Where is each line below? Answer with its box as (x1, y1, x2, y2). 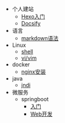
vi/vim (21, 54, 37, 61)
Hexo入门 (21, 13, 46, 20)
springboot (21, 96, 49, 102)
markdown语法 (21, 35, 59, 41)
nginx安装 (21, 68, 46, 75)
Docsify (21, 20, 41, 27)
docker (12, 61, 30, 68)
